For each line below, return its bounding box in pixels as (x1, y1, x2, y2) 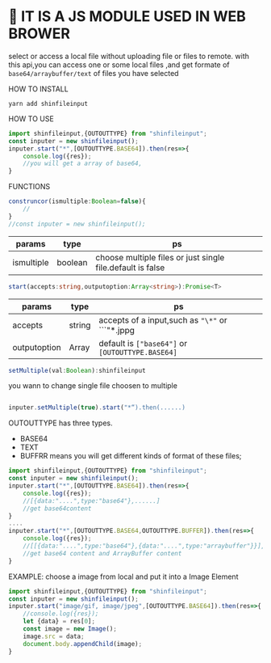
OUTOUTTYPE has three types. (8, 418, 113, 428)
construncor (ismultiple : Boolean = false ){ (8, 197, 147, 205)
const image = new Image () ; (23, 625, 117, 633)
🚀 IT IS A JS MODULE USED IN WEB (8, 7, 246, 26)
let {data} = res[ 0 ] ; (23, 618, 95, 626)
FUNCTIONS (8, 182, 51, 192)
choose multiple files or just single (95, 251, 225, 263)
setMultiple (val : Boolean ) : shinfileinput (8, 366, 147, 374)
